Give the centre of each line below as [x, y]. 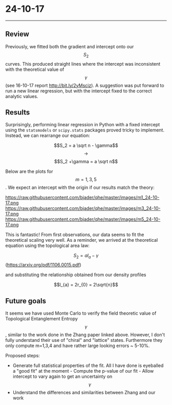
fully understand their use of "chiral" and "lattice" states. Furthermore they [84, 340]
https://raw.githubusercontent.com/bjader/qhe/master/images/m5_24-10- [83, 219]
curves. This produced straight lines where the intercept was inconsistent [83, 64]
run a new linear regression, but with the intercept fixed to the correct [79, 91]
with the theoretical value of [35, 69]
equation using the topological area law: [47, 246]
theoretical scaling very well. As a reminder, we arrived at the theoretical [82, 240]
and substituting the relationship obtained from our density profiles [76, 275]
